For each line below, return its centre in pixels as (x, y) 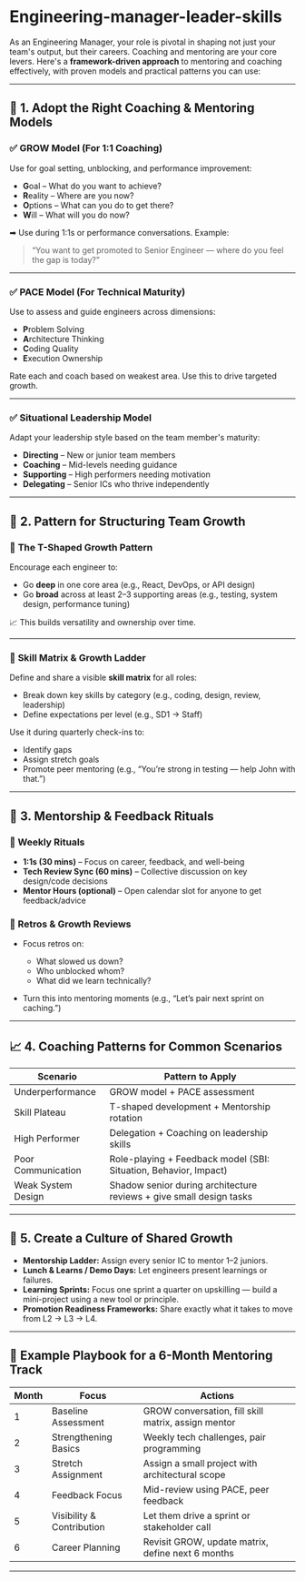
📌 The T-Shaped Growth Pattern (81, 547)
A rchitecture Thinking (63, 339)
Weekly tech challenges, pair (204, 1437)
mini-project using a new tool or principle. (101, 1299)
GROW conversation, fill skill (203, 1411)
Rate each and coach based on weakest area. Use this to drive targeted (143, 376)
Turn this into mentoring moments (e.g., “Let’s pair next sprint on (143, 998)
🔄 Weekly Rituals (47, 842)
